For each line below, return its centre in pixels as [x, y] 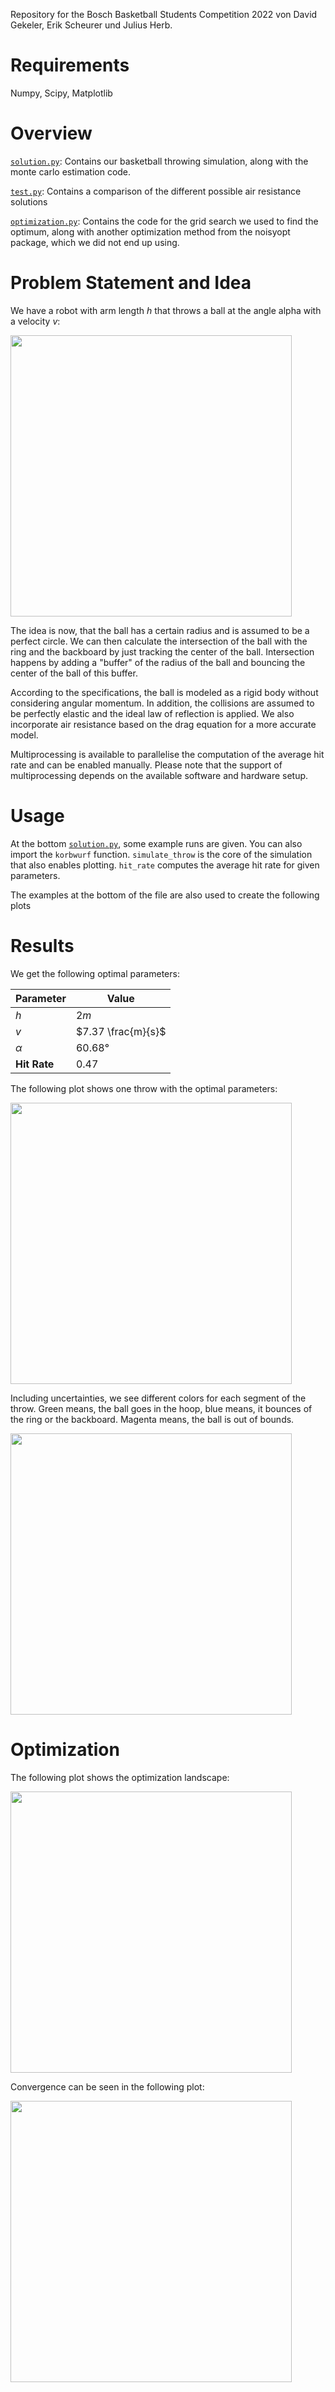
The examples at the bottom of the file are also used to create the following [165, 895]
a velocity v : [35, 321]
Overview [51, 133]
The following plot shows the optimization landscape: [120, 1777]
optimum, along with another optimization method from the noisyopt [150, 231]
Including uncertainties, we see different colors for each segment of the [158, 1398]
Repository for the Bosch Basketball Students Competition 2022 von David [164, 14]
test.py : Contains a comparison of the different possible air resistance [156, 191]
